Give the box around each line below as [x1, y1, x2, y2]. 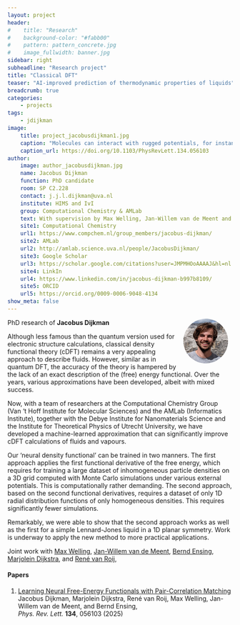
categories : [7, 94, 43, 101]
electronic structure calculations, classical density [7, 339, 155, 348]
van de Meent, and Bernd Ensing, [39, 602, 138, 611]
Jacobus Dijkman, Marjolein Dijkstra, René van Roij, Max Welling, [17, 594, 209, 603]
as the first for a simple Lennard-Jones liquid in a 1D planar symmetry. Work [7, 525, 231, 534]
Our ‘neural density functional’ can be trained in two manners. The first [7, 451, 216, 459]
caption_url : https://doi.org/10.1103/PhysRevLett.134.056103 [20, 147, 209, 154]
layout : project [7, 11, 56, 19]
